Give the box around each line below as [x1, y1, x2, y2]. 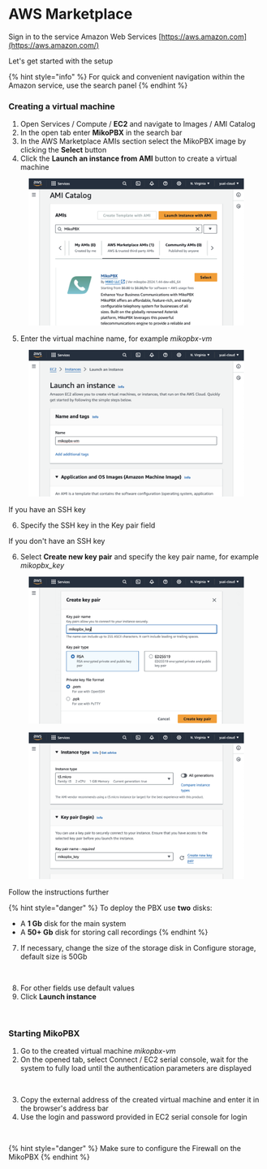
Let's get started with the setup [8, 56, 114, 66]
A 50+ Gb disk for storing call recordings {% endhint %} [19, 927, 209, 937]
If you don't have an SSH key [8, 537, 106, 546]
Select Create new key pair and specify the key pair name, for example [19, 552, 260, 562]
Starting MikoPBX [8, 1028, 80, 1039]
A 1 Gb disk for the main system [19, 918, 127, 928]
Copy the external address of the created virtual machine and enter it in [19, 1095, 260, 1105]
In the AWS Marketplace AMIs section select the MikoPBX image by [19, 136, 247, 146]
